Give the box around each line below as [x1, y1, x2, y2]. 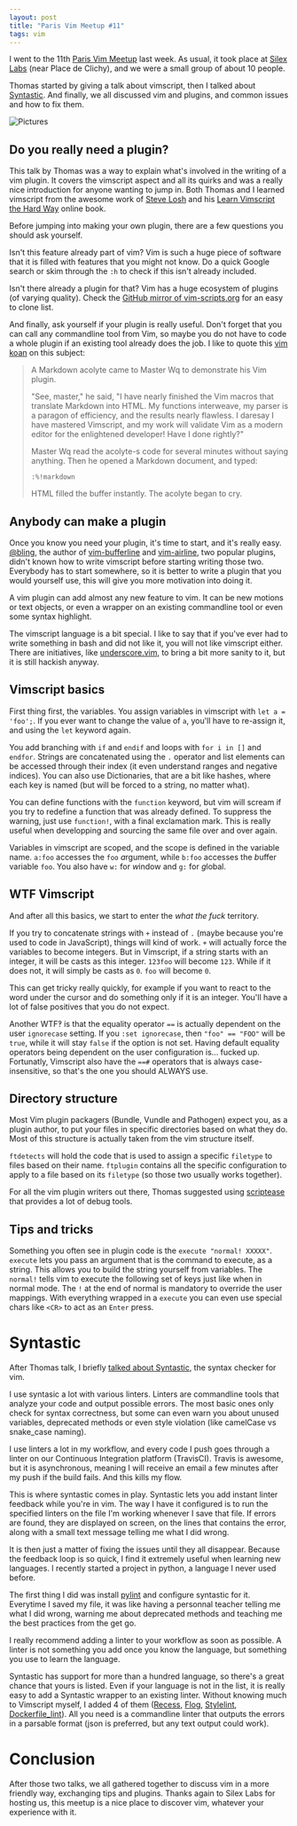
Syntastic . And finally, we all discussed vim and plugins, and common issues [9, 90, 289, 100]
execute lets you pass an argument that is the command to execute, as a [9, 1255, 273, 1266]
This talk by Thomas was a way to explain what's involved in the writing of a [9, 166, 286, 176]
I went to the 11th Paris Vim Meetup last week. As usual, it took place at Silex [9, 54, 288, 65]
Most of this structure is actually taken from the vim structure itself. [9, 1133, 254, 1144]
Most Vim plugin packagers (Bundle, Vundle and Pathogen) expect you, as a [9, 1115, 288, 1125]
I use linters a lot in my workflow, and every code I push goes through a [9, 1444, 270, 1454]
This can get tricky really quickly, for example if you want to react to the [9, 982, 271, 993]
